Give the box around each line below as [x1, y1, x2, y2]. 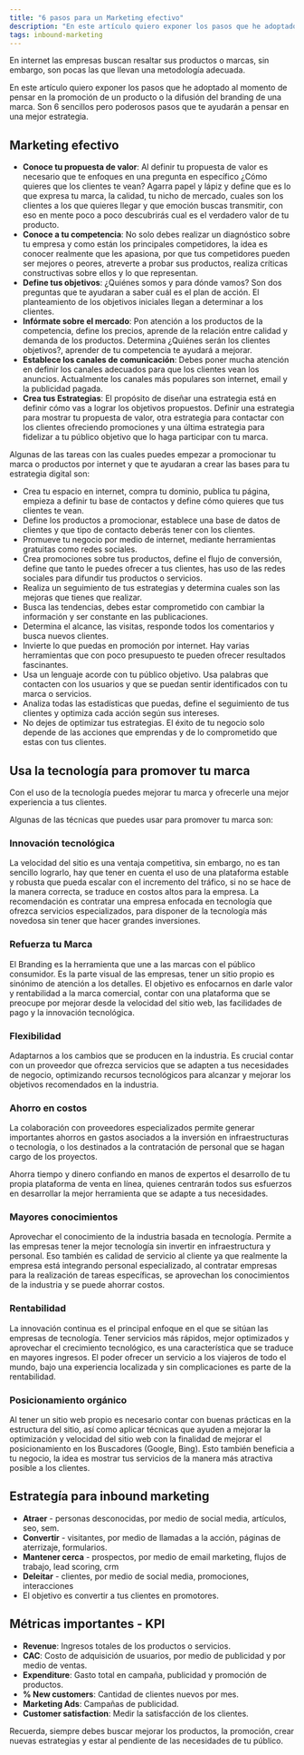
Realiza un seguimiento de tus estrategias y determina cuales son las [22, 583, 280, 593]
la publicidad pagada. [22, 383, 104, 395]
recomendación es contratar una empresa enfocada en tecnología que [9, 896, 273, 907]
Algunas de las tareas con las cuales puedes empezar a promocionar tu [9, 449, 277, 460]
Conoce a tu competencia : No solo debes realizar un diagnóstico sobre [22, 229, 291, 240]
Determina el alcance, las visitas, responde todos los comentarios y [22, 621, 275, 632]
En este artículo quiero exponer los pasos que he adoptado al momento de [9, 83, 288, 93]
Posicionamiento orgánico [9, 1394, 128, 1407]
